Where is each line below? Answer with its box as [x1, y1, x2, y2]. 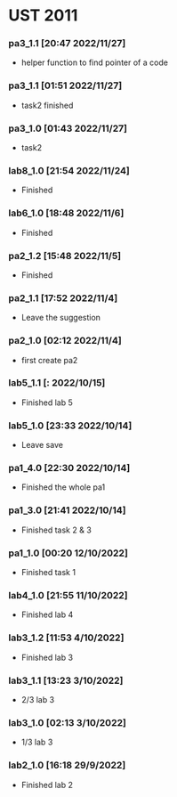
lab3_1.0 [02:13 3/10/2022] [8, 716, 126, 728]
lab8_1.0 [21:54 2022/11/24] [8, 165, 130, 176]
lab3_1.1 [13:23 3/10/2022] [8, 674, 124, 687]
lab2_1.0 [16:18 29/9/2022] [8, 759, 126, 771]
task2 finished [20, 100, 74, 110]
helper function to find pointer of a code [20, 57, 168, 68]
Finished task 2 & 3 [20, 525, 93, 535]
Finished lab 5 [20, 397, 73, 408]
